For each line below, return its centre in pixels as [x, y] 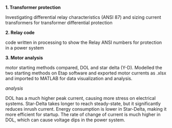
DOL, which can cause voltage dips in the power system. [65, 120]
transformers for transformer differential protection [59, 23]
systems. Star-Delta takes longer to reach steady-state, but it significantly [83, 104]
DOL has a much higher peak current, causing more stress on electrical [81, 98]
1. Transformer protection [33, 7]
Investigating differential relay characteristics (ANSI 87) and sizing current [83, 17]
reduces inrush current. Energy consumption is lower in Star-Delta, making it [86, 109]
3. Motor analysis [24, 58]
